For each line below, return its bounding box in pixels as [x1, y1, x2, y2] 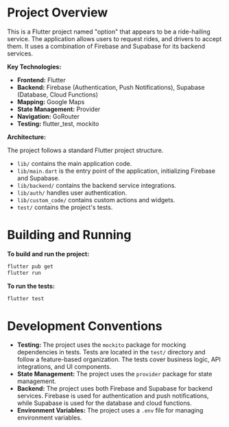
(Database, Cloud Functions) [16, 90, 98, 99]
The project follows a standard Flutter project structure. [7, 146, 164, 154]
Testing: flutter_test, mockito [16, 119, 99, 127]
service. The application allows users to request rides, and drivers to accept [7, 34, 222, 42]
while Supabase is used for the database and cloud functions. [16, 399, 192, 407]
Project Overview [7, 5, 108, 21]
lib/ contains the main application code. [16, 159, 132, 167]
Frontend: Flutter [16, 75, 67, 84]
